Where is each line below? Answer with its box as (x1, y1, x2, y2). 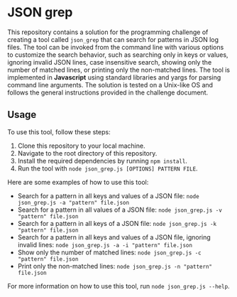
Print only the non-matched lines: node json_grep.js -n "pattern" (17, 261, 213, 270)
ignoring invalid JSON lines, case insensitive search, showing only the (7, 58, 212, 66)
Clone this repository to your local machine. (17, 141, 145, 150)
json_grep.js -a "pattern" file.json (17, 199, 130, 206)
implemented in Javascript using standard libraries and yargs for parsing (7, 72, 221, 82)
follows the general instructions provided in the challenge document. (7, 88, 208, 97)
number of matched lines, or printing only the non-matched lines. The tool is (7, 65, 231, 74)
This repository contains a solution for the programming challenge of (7, 28, 209, 36)
